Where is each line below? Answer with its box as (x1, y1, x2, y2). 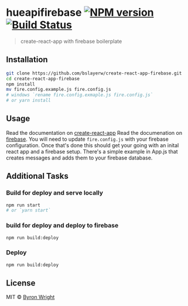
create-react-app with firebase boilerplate (20, 38, 122, 45)
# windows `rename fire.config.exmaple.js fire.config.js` (6, 92, 153, 98)
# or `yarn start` (6, 208, 51, 213)
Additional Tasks (6, 171, 69, 181)
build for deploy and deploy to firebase (6, 222, 119, 230)
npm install (6, 81, 35, 87)
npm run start (6, 202, 41, 208)
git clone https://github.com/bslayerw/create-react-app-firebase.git (6, 70, 182, 76)
